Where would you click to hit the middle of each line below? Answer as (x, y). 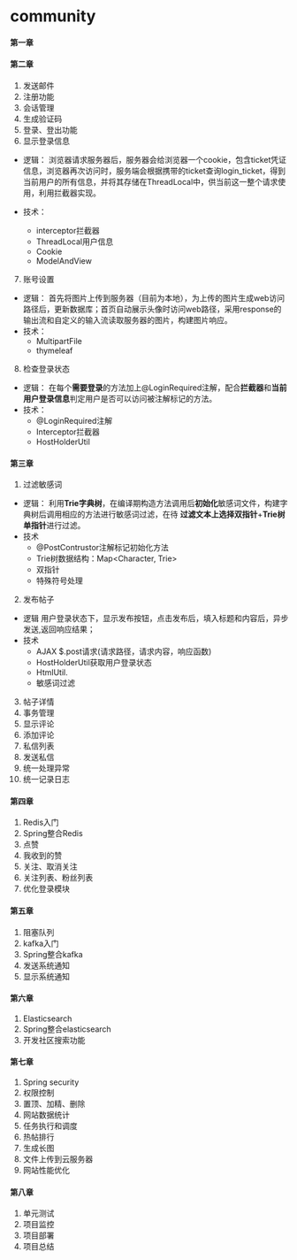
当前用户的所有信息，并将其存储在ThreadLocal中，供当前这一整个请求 (150, 181)
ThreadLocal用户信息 (75, 242)
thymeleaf (54, 350)
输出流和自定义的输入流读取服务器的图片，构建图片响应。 (127, 319)
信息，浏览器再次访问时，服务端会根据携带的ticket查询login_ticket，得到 (154, 171)
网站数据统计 (46, 1115)
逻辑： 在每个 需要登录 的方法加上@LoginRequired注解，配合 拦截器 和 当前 (155, 388)
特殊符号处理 (59, 580)
